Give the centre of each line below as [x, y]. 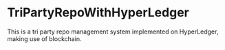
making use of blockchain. [44, 38]
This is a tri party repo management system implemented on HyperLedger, [113, 32]
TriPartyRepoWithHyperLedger [98, 13]
